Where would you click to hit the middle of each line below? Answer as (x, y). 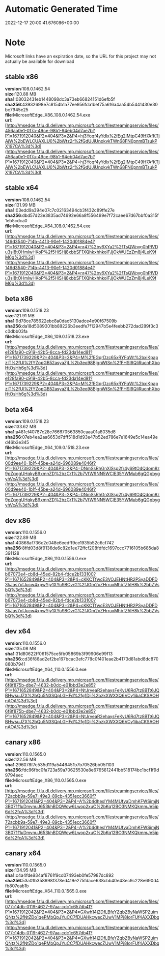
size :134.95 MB (21, 870)
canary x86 (23, 742)
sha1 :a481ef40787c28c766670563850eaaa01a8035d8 (60, 432)
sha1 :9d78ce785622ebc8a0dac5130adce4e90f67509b (61, 321)
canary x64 (23, 853)
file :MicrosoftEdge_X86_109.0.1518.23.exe (47, 337)
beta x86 (19, 299)
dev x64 (18, 631)
